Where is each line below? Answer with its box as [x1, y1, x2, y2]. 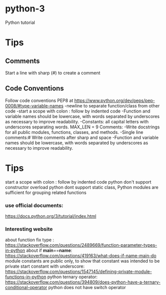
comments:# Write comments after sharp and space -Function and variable [5, 134, 159, 140]
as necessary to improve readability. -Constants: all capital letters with [5, 118, 149, 124]
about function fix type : [5, 237, 55, 243]
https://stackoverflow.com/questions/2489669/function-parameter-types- [5, 242, 158, 248]
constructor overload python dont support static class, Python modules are [5, 184, 159, 190]
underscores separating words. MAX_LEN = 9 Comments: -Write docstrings [5, 124, 160, 130]
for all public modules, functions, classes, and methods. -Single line [5, 129, 144, 135]
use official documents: [5, 202, 63, 209]
